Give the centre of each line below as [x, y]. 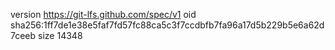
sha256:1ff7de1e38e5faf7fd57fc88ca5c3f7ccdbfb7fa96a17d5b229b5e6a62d [167, 25]
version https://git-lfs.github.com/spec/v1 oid [103, 14]
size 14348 [60, 35]
